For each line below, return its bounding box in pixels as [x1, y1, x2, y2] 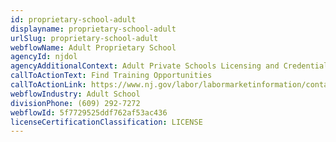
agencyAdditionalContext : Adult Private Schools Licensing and [10, 61, 280, 71]
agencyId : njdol [10, 52, 78, 62]
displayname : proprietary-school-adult [10, 24, 177, 34]
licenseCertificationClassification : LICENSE [10, 117, 203, 127]
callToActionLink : [10, 80, 87, 90]
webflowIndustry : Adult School [10, 89, 141, 99]
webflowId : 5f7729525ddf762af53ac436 [10, 107, 168, 118]
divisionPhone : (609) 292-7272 [10, 98, 141, 108]
